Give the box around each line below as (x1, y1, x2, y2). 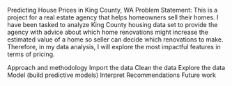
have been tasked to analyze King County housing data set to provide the (7, 21, 218, 28)
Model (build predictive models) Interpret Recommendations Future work (7, 71, 216, 79)
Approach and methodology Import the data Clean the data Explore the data (7, 64, 226, 71)
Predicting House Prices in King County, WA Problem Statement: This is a (7, 6, 218, 14)
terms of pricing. (7, 50, 55, 58)
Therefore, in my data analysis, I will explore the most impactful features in (7, 43, 221, 51)
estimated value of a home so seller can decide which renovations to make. (7, 35, 224, 44)
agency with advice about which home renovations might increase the (7, 28, 209, 36)
